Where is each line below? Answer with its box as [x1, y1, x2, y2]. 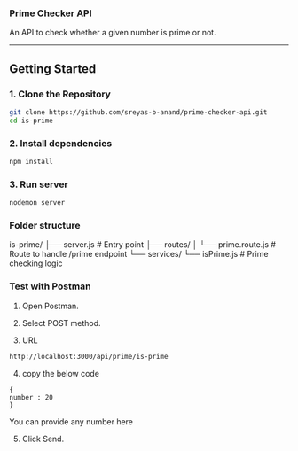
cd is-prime [9, 116, 53, 125]
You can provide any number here [9, 416, 134, 427]
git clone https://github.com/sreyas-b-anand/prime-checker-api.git [9, 107, 268, 117]
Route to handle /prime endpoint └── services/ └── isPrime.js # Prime [9, 249, 269, 260]
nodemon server [9, 198, 66, 207]
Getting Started [9, 61, 97, 76]
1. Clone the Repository [9, 88, 111, 100]
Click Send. [21, 433, 65, 444]
